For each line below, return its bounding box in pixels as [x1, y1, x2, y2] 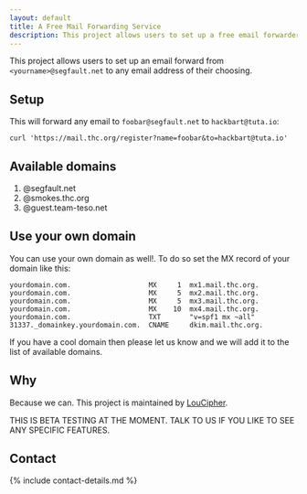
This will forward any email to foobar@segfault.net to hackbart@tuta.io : [9, 116, 280, 127]
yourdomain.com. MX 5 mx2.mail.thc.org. [9, 288, 259, 297]
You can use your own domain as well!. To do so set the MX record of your [9, 252, 291, 263]
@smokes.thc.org [22, 193, 90, 203]
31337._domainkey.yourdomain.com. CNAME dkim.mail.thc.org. [9, 320, 263, 329]
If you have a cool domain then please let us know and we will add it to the [9, 336, 290, 348]
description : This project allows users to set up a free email [9, 30, 259, 39]
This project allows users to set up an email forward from [9, 56, 225, 67]
